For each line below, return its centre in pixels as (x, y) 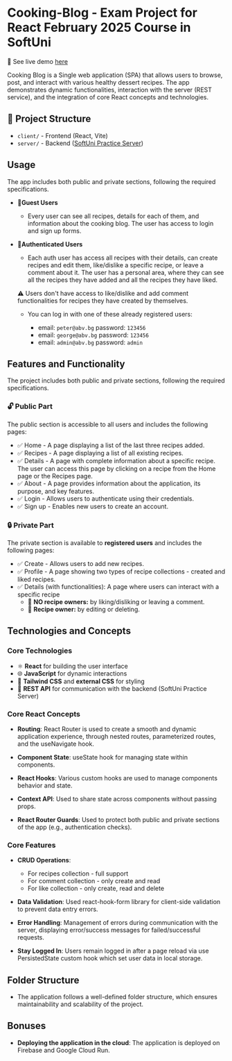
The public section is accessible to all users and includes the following (108, 424)
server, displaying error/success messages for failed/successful (109, 930)
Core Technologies (40, 651)
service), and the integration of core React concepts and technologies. (108, 97)
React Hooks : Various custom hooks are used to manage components (117, 778)
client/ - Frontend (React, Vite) (63, 135)
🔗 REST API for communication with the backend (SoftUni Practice (112, 688)
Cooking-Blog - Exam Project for (102, 13)
